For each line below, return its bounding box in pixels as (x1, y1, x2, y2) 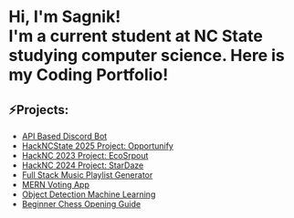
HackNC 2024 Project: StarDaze (21, 160, 144, 171)
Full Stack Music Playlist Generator (21, 170, 153, 180)
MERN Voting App (21, 180, 90, 190)
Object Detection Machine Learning (21, 189, 156, 200)
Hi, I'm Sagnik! (8, 6, 121, 27)
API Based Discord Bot (21, 130, 108, 141)
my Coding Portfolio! (8, 65, 169, 86)
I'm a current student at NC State (8, 26, 264, 47)
